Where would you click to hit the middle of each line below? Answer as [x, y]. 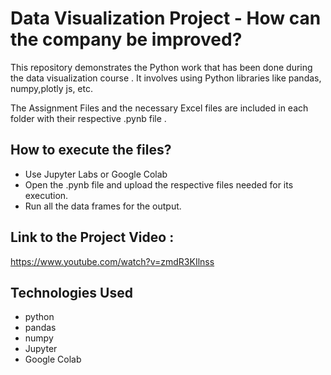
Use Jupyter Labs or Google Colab [96, 174]
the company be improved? [126, 39]
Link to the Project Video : [92, 237]
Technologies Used [71, 292]
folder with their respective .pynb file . [88, 118]
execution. [46, 195]
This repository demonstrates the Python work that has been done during [161, 67]
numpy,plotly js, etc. [51, 88]
